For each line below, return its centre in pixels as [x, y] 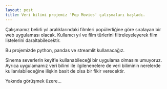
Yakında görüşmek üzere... [34, 81]
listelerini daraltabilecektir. [33, 40]
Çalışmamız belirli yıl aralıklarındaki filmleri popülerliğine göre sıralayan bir [83, 29]
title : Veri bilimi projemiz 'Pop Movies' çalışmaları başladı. [75, 15]
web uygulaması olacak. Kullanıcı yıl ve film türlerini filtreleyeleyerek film [81, 35]
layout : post [19, 10]
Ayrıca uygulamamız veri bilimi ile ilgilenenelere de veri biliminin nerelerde [83, 65]
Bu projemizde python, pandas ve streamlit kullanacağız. [65, 50]
